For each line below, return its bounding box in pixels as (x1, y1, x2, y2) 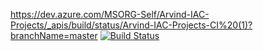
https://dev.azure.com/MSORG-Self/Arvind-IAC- (10, 9, 210, 20)
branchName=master (10, 30, 98, 41)
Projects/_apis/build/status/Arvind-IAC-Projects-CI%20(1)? (10, 19, 253, 31)
